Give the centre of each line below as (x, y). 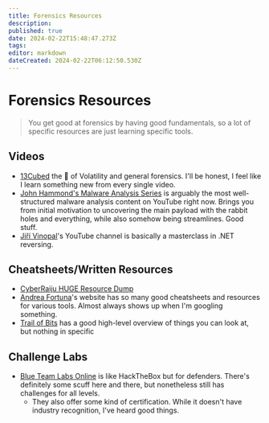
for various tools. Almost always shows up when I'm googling (121, 306)
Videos (26, 156)
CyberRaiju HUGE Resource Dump (77, 289)
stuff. (29, 227)
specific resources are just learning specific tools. (110, 131)
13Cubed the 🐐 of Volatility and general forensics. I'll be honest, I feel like (141, 176)
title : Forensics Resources (55, 16)
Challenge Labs (48, 357)
